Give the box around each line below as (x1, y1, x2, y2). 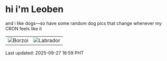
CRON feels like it (5, 25, 42, 31)
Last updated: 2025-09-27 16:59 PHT (5, 49, 84, 56)
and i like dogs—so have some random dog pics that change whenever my (5, 20, 162, 26)
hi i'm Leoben (5, 4, 64, 15)
